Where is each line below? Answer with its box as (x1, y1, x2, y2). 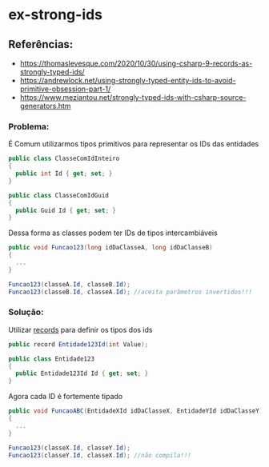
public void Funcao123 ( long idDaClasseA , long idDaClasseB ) (8, 244, 214, 252)
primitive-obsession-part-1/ (19, 84, 111, 94)
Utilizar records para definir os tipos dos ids (8, 325, 153, 334)
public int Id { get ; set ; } (15, 170, 113, 178)
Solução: (8, 306, 44, 317)
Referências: (8, 38, 74, 51)
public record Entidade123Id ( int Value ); (8, 340, 149, 349)
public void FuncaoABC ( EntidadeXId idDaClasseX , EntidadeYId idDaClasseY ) (8, 407, 263, 415)
